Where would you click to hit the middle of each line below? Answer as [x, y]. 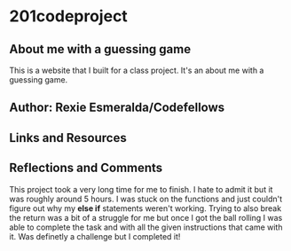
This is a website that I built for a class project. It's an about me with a [137, 70]
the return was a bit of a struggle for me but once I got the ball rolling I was [146, 217]
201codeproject [69, 16]
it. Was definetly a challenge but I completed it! [95, 236]
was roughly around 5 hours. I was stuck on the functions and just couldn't [146, 199]
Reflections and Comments [86, 168]
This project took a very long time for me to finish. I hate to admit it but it [141, 189]
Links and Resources [68, 138]
